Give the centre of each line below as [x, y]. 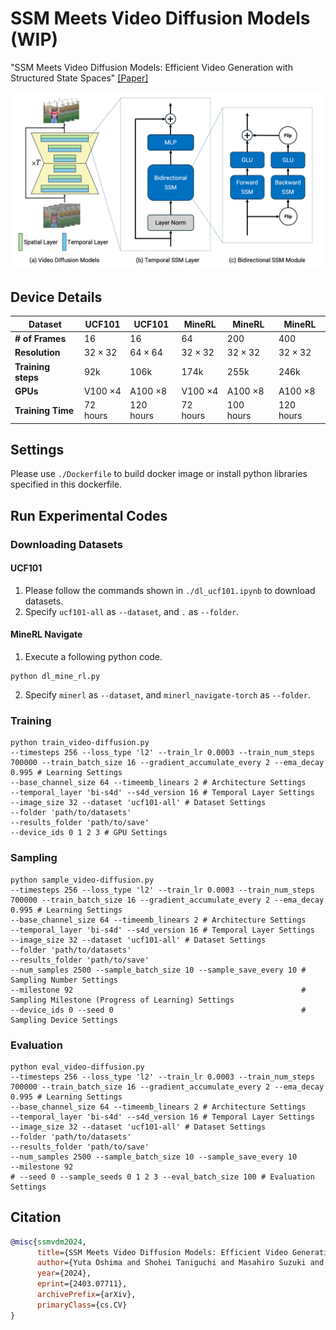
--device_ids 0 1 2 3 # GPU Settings [89, 833]
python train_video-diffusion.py [80, 743]
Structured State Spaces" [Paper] [79, 78]
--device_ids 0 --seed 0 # [158, 1010]
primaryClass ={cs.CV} [82, 1305]
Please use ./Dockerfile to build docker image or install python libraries [159, 474]
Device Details [56, 297]
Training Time [44, 410]
